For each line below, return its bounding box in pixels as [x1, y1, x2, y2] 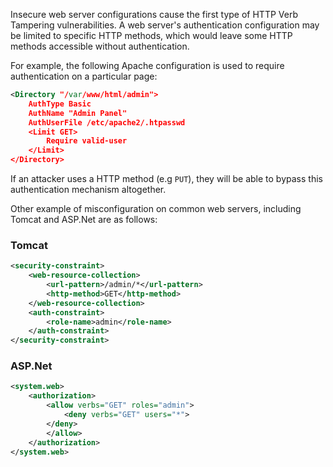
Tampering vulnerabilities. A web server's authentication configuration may [10, 19, 320, 31]
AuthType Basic [28, 99, 92, 109]
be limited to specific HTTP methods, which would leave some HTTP [10, 30, 293, 41]
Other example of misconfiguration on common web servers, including [10, 203, 302, 214]
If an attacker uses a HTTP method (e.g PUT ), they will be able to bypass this [10, 173, 323, 184]
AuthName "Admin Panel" [28, 108, 128, 118]
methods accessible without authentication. [10, 40, 190, 52]
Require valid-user [46, 136, 128, 146]
